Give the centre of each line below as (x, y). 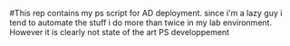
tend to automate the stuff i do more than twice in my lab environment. (141, 23)
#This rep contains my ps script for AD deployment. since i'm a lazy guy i (146, 13)
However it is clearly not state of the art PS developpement (119, 32)
